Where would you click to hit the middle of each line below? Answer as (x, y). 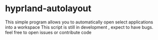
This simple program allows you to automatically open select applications (79, 22)
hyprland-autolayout (48, 9)
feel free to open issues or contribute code (48, 32)
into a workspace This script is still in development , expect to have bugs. (79, 27)
